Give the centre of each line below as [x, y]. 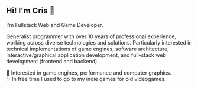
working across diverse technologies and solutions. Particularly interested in [99, 42]
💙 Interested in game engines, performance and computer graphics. [89, 72]
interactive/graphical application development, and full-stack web [86, 55]
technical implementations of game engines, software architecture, [88, 49]
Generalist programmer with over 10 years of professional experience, [91, 36]
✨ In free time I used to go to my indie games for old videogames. [86, 79]
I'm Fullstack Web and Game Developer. [55, 25]
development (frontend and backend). [52, 61]
